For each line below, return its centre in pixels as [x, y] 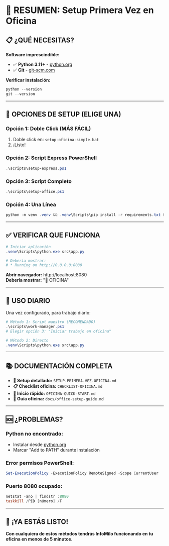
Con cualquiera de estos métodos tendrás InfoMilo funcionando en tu [79, 533]
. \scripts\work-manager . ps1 [35, 326]
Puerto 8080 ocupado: [34, 486]
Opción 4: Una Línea [31, 204]
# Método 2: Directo [27, 340]
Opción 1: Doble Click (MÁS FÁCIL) [48, 129]
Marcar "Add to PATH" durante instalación [56, 450]
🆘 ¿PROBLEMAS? [34, 419]
